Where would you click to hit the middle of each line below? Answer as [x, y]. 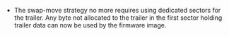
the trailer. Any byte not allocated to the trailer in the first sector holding [118, 18]
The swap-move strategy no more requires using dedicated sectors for [117, 10]
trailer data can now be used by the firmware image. [90, 25]
